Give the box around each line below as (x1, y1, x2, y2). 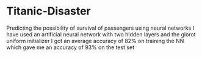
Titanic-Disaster (6, 4, 92, 18)
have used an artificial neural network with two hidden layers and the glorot (6, 30, 197, 38)
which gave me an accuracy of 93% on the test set (6, 44, 135, 51)
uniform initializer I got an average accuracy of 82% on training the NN (6, 37, 184, 44)
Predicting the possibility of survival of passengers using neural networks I (6, 24, 195, 32)
